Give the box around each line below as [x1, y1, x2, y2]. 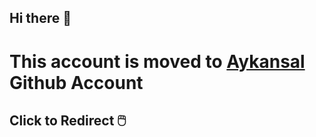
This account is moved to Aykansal [9, 50, 306, 73]
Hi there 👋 [9, 10, 72, 27]
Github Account [9, 71, 144, 94]
